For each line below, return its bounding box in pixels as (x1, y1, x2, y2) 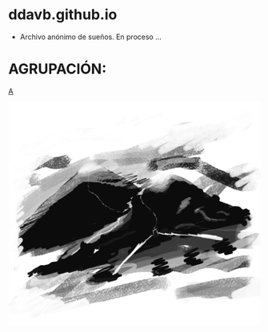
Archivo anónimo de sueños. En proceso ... (19, 32, 162, 41)
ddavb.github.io (8, 6, 118, 24)
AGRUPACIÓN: (8, 60, 107, 78)
